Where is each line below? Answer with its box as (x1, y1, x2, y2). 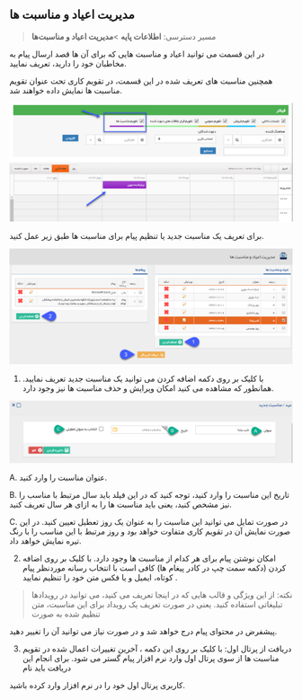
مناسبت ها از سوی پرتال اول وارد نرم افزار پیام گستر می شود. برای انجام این (22, 652, 280, 663)
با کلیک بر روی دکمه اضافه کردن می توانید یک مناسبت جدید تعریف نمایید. (22, 373, 264, 384)
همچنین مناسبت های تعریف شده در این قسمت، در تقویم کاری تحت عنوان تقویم (9, 75, 273, 86)
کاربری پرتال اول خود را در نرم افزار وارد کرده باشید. (9, 679, 186, 690)
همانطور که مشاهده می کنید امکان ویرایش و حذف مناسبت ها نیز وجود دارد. (22, 382, 274, 394)
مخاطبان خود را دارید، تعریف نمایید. (9, 58, 128, 68)
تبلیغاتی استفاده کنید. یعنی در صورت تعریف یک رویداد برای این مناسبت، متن (31, 598, 283, 609)
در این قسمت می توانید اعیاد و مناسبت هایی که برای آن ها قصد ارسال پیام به (9, 49, 265, 59)
